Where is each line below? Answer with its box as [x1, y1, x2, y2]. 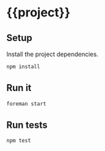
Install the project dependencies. [6, 50, 99, 58]
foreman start [6, 100, 47, 107]
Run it [6, 82, 32, 94]
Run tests [6, 119, 48, 131]
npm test [6, 137, 31, 144]
